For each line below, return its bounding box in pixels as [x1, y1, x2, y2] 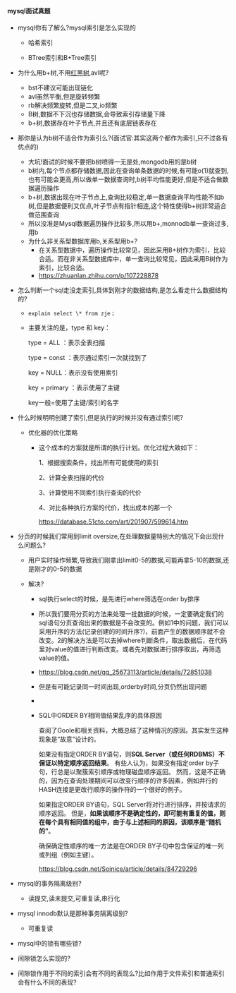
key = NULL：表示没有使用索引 [27, 368, 118, 377]
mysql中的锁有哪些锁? [17, 939, 82, 948]
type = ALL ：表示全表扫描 [27, 339, 106, 347]
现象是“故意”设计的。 [38, 735, 100, 744]
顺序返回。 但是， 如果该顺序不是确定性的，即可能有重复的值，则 [38, 809, 226, 818]
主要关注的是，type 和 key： [27, 323, 111, 332]
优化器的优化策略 [27, 428, 78, 437]
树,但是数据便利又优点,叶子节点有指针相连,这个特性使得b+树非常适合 [27, 202, 227, 210]
